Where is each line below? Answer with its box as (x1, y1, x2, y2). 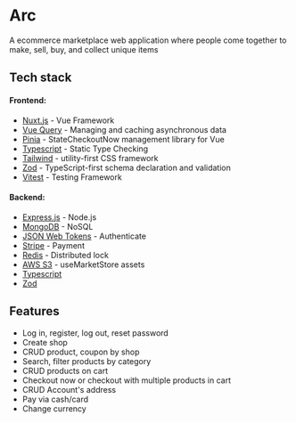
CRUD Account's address (21, 384, 117, 395)
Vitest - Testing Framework (21, 171, 122, 183)
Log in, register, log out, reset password (21, 327, 169, 338)
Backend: (9, 192, 45, 203)
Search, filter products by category (21, 355, 152, 366)
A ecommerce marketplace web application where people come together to (9, 35, 287, 45)
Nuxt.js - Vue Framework (21, 115, 115, 126)
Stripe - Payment (21, 240, 85, 250)
